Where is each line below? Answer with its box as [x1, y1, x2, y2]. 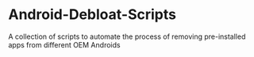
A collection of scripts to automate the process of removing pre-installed [8, 32, 246, 41]
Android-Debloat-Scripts [8, 6, 177, 24]
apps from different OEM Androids [8, 40, 121, 49]
